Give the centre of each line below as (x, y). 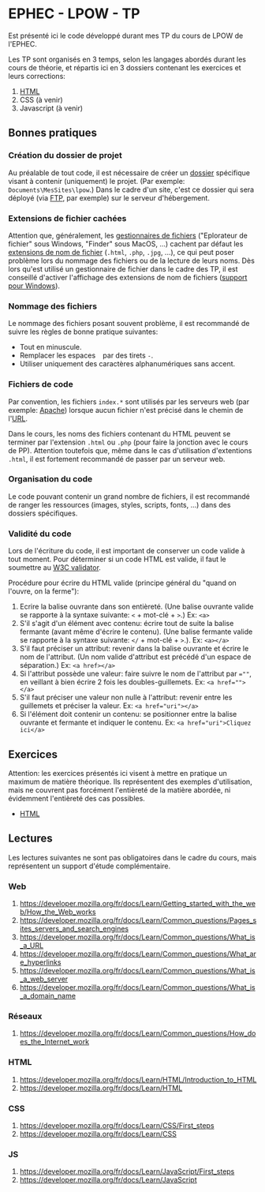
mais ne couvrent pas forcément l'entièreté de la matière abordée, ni (119, 789)
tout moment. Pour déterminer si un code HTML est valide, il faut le (117, 559)
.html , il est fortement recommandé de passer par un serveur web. (117, 459)
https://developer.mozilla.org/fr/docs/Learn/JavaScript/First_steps (127, 1171)
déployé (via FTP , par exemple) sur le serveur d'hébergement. (109, 197)
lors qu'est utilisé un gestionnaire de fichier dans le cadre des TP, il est (123, 268)
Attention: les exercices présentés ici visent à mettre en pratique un (118, 773)
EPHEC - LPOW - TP (74, 14)
